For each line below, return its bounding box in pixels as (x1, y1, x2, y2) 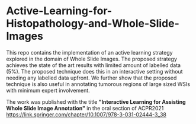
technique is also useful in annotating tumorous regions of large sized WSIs (6, 80, 191, 87)
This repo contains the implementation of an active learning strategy (6, 49, 173, 56)
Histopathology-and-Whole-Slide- (6, 17, 179, 30)
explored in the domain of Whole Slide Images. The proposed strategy (6, 55, 178, 62)
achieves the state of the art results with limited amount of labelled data (6, 61, 181, 69)
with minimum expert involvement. (6, 87, 90, 94)
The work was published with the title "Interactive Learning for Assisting (6, 98, 186, 105)
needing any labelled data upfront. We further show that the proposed (6, 74, 177, 81)
